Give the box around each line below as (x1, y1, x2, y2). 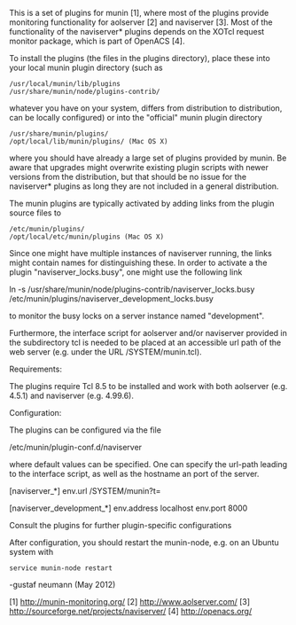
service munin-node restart (9, 564, 113, 573)
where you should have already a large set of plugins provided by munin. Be (9, 152, 287, 163)
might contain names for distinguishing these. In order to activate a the (9, 257, 268, 268)
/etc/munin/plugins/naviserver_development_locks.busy (9, 293, 214, 304)
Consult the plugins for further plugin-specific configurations (9, 520, 232, 530)
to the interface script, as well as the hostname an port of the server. (9, 469, 260, 479)
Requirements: (9, 363, 62, 374)
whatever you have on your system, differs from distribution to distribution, (9, 103, 283, 113)
